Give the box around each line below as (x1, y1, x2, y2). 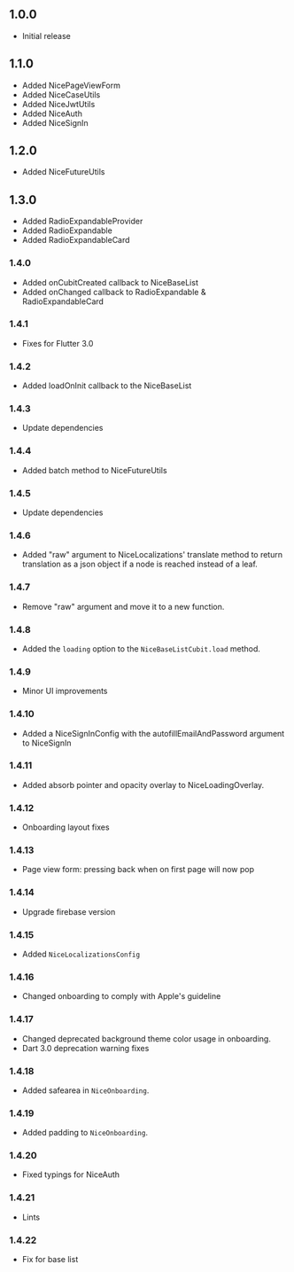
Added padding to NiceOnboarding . (21, 1128, 149, 1138)
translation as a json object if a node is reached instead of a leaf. (21, 558, 259, 570)
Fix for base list (21, 1254, 79, 1265)
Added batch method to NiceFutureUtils (21, 464, 167, 475)
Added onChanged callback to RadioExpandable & (21, 286, 206, 297)
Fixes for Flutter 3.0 (21, 338, 94, 348)
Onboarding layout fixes (21, 822, 110, 832)
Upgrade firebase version (21, 906, 116, 917)
